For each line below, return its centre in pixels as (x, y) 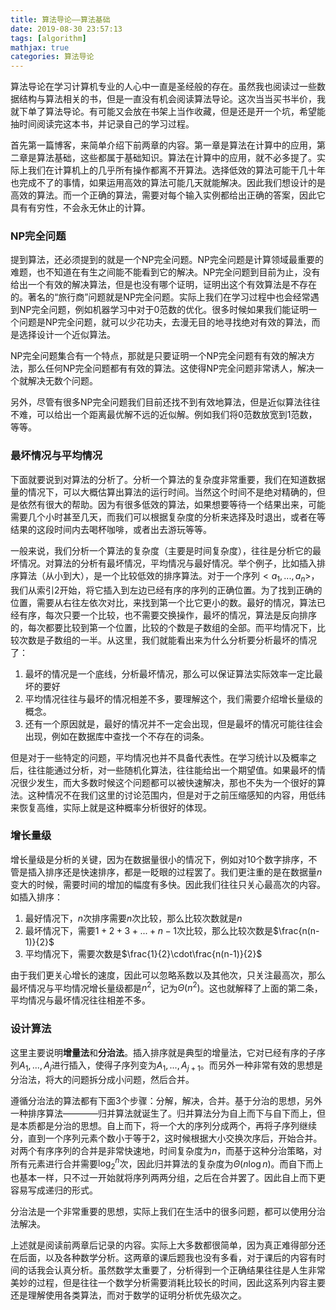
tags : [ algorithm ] (48, 38)
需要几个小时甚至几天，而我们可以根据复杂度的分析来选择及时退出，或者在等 (168, 517)
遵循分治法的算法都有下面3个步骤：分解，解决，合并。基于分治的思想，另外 (166, 1100)
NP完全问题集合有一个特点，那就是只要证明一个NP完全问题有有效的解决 (158, 356)
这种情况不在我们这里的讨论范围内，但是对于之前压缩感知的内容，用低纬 (176, 795)
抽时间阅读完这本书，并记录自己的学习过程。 (102, 124)
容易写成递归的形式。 (54, 1190)
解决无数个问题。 (62, 381)
